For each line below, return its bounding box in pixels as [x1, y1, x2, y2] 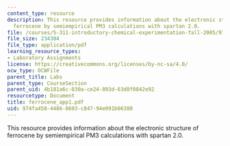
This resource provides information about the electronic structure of [7, 123, 199, 132]
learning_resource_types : [7, 48, 81, 55]
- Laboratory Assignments [7, 55, 81, 61]
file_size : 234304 [7, 35, 60, 42]
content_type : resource [7, 10, 75, 17]
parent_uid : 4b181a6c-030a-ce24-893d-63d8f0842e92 [7, 86, 155, 93]
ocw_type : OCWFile [7, 67, 60, 74]
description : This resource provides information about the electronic [7, 16, 216, 23]
